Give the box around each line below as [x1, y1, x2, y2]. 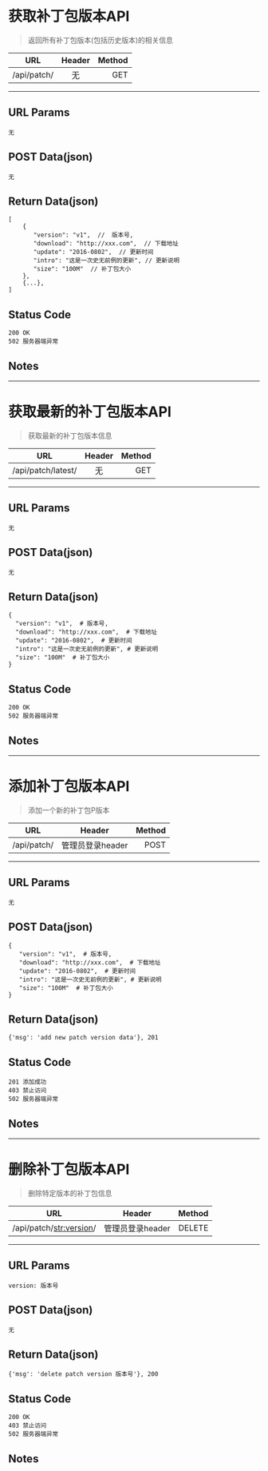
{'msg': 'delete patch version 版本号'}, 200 [8, 1370, 159, 1378]
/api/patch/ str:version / [12, 1222, 97, 1233]
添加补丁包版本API [8, 777, 130, 796]
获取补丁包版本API [8, 7, 130, 26]
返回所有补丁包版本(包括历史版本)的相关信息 [27, 35, 174, 45]
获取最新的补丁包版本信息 [27, 431, 112, 440]
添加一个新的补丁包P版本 [27, 805, 110, 815]
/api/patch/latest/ [12, 464, 77, 475]
